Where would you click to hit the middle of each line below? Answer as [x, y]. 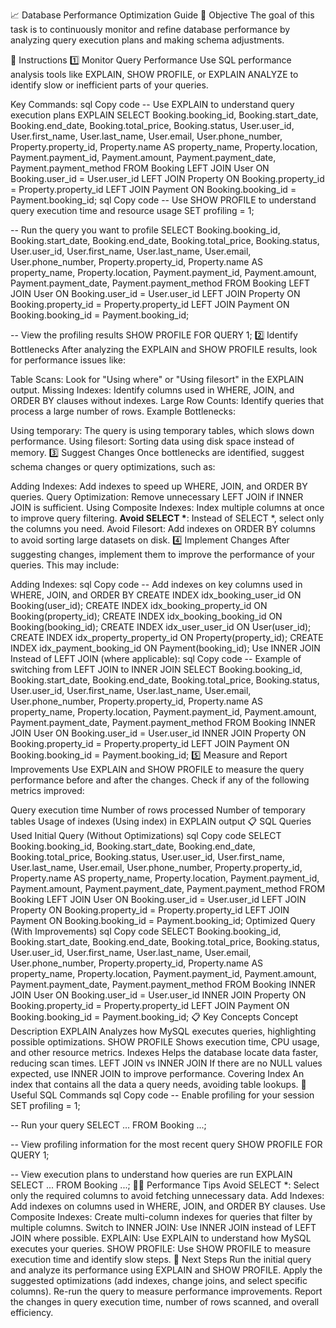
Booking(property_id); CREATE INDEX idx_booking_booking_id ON [146, 616]
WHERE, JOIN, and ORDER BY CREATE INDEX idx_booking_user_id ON [156, 595]
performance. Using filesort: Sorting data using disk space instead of [152, 441]
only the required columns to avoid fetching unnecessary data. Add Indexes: [167, 1195]
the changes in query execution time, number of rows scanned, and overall [165, 1302]
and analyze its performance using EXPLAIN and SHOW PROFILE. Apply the [166, 1270]
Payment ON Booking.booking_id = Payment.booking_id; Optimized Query [163, 920]
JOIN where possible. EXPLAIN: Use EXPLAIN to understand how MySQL [161, 1238]
